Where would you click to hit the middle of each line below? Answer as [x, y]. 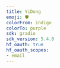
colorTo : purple [26, 28]
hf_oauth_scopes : [28, 50]
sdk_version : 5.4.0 [30, 39]
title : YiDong [24, 12]
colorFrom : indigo [29, 22]
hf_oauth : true [25, 45]
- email [16, 56]
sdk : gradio [21, 34]
